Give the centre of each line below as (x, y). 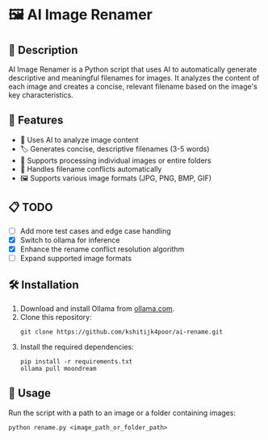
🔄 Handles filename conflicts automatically (91, 168)
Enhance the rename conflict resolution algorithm (102, 249)
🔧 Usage (29, 394)
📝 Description (43, 50)
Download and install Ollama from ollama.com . (97, 308)
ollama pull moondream (58, 368)
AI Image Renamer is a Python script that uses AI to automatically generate (133, 69)
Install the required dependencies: (77, 347)
